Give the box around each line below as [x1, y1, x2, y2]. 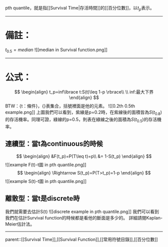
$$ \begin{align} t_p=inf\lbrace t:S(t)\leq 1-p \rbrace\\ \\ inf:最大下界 [14, 89, 154, 95]
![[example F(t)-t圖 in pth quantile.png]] [5, 161, 86, 167]
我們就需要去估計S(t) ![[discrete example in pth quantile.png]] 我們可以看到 [5, 208, 159, 214]
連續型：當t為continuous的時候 [5, 139, 103, 148]
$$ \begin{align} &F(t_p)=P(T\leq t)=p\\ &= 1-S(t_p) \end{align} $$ [16, 153, 152, 159]
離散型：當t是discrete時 [5, 194, 80, 203]
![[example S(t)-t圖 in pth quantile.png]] [5, 178, 86, 184]
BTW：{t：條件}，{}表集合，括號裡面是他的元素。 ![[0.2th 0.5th [5, 103, 135, 109]
